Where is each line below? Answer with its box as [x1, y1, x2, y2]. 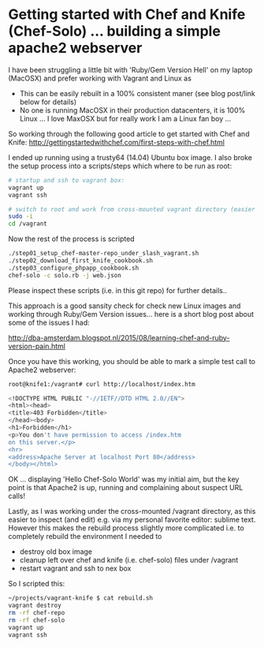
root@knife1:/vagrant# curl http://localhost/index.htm [8, 380, 195, 388]
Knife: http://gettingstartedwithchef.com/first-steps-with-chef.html [8, 137, 225, 147]
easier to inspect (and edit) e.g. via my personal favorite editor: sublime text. [8, 515, 256, 525]
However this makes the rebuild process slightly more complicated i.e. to [8, 523, 244, 533]
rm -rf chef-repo [8, 609, 65, 617]
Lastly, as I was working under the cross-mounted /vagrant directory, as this [8, 507, 256, 516]
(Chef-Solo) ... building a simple [8, 22, 221, 40]
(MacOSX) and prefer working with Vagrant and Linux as [8, 73, 191, 83]
